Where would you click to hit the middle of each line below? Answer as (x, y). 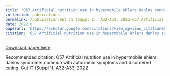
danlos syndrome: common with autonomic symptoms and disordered (78, 63)
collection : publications (32, 15)
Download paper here (28, 48)
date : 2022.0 (19, 24)
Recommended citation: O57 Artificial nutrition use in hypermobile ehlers (81, 57)
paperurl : (16, 29)
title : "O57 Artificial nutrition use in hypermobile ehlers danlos (79, 10)
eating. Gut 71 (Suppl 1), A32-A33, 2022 (47, 68)
